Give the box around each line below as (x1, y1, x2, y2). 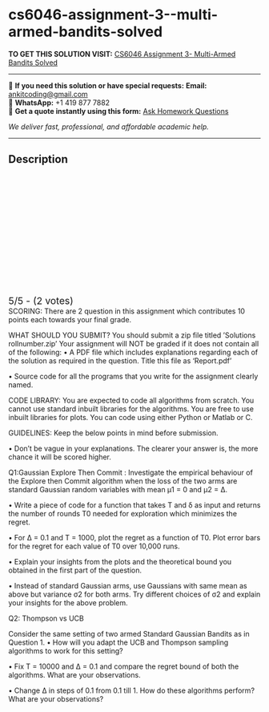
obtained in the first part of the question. (8, 565, 143, 575)
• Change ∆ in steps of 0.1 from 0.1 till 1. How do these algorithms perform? (8, 686, 255, 695)
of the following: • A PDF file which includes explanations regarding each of (8, 347, 259, 357)
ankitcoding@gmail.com (8, 89, 88, 99)
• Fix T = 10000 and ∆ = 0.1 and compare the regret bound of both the (8, 661, 239, 671)
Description (8, 152, 68, 166)
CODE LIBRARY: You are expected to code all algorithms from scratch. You (8, 395, 255, 405)
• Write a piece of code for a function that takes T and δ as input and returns (8, 500, 261, 510)
